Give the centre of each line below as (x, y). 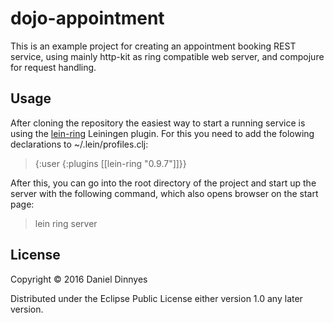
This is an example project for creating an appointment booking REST (153, 46)
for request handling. (53, 67)
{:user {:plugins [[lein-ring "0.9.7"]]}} (110, 163)
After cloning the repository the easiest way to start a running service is (158, 123)
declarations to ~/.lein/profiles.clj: (79, 144)
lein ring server (66, 223)
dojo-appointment (87, 18)
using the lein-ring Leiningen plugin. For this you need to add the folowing (162, 133)
